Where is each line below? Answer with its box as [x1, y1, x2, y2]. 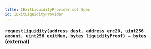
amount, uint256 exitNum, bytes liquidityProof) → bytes [5, 33, 147, 39]
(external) [5, 38, 30, 45]
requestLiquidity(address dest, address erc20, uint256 [5, 28, 144, 34]
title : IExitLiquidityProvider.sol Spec [5, 7, 91, 12]
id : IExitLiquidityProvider [5, 12, 64, 17]
